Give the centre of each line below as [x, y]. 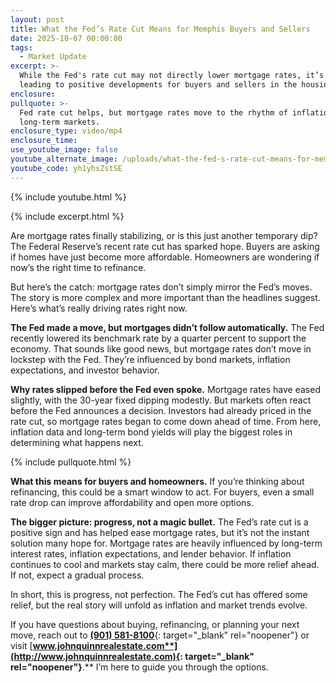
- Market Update [53, 57]
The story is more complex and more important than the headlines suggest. [165, 297]
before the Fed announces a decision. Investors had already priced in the [161, 410]
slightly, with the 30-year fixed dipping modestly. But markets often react [161, 400]
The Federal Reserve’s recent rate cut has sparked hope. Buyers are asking [165, 246]
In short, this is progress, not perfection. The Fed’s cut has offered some [159, 594]
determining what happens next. [77, 442]
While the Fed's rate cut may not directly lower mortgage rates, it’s [172, 76]
